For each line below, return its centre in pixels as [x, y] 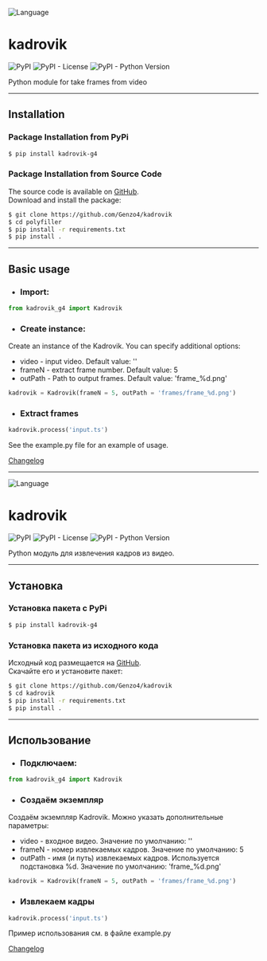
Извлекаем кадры [57, 902]
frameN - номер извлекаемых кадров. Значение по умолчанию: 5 [132, 849]
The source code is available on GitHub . [74, 191]
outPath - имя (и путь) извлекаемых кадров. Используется [120, 858]
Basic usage [39, 269]
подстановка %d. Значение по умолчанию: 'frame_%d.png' [120, 867]
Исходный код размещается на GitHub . [75, 663]
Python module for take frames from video [78, 82]
